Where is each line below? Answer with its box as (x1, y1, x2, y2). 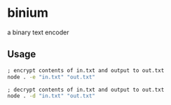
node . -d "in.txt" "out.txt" (7, 92, 96, 99)
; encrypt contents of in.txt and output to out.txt (7, 66, 165, 74)
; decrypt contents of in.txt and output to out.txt (7, 86, 165, 93)
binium (7, 5, 49, 21)
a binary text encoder (7, 28, 69, 36)
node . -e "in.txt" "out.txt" (7, 73, 96, 80)
